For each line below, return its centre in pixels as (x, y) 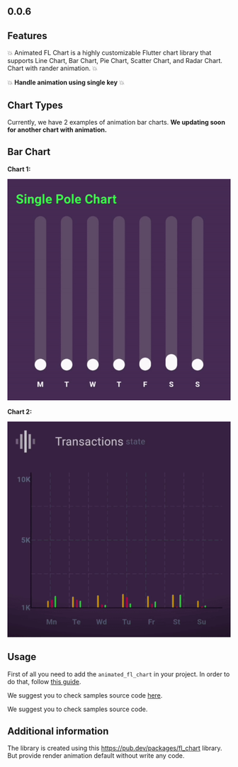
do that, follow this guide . (44, 681)
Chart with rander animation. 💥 (52, 68)
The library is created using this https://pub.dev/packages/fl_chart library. (115, 748)
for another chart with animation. (57, 130)
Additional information (58, 731)
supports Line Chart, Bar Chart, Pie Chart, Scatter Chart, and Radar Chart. (115, 61)
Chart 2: (20, 412)
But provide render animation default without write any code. (96, 756)
